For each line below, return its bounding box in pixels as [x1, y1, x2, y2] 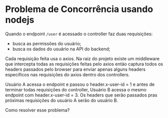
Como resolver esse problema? [5, 107, 70, 113]
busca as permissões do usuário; [12, 40, 81, 46]
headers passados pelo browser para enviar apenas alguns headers [5, 66, 146, 72]
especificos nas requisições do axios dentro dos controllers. [5, 71, 130, 77]
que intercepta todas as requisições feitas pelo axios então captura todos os [5, 61, 163, 67]
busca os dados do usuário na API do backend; [12, 46, 110, 52]
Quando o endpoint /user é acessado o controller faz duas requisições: [5, 31, 153, 37]
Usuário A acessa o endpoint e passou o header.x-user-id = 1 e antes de [5, 81, 155, 87]
